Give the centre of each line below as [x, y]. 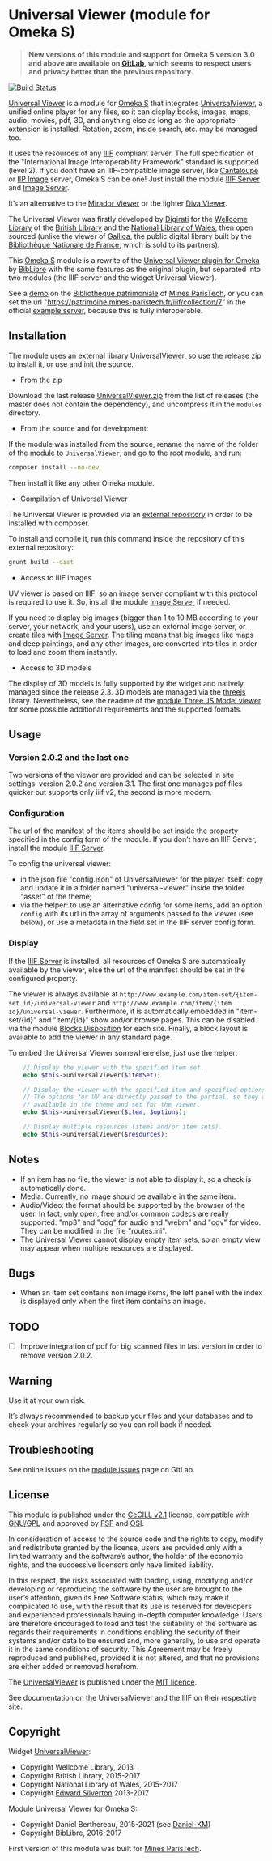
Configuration [36, 814]
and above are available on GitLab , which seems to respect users [140, 63]
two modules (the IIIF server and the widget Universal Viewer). [113, 278]
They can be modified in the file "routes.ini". [93, 1230]
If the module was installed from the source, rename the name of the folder [134, 444]
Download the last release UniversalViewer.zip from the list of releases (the [134, 395]
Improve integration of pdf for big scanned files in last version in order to [141, 1346]
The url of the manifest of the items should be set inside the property [123, 831]
